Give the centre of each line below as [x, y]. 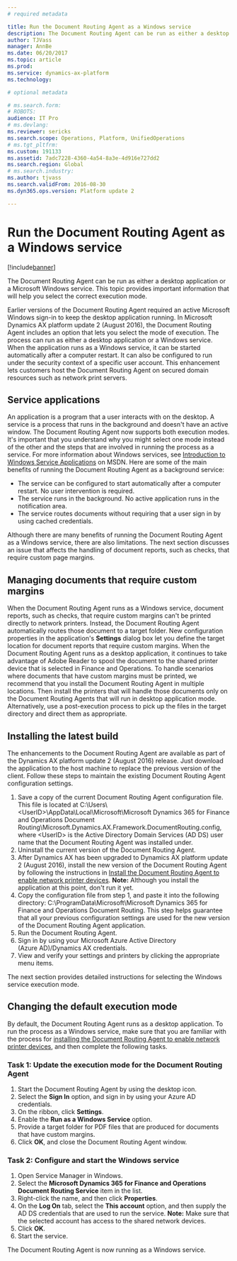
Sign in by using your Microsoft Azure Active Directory [97, 940]
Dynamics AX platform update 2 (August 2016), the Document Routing [110, 324]
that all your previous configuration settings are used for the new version [123, 918]
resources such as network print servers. [67, 378]
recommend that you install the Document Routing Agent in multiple [106, 684]
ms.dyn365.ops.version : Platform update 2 [71, 191]
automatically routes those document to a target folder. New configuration [115, 631]
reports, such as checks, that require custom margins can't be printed [109, 616]
